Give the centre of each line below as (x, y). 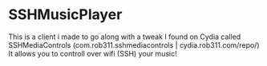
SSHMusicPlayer (65, 15)
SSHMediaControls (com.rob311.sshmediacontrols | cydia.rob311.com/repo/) (134, 45)
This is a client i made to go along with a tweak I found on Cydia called (125, 37)
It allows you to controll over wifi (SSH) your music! (93, 53)
